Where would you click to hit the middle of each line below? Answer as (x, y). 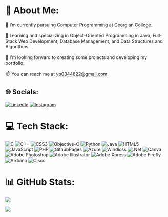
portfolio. (15, 63)
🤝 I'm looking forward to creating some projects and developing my (76, 57)
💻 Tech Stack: (37, 126)
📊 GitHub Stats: (40, 182)
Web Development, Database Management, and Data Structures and (91, 41)
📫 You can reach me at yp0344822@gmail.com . (57, 74)
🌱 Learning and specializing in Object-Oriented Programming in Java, (78, 35)
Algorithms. (17, 46)
